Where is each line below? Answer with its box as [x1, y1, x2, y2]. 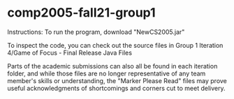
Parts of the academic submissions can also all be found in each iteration [7, 62, 218, 70]
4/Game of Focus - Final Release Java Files [7, 48, 133, 57]
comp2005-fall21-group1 [7, 5, 156, 21]
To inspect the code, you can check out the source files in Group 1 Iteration [7, 41, 224, 49]
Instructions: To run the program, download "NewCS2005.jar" [7, 28, 185, 36]
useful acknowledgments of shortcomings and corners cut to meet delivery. [7, 84, 226, 92]
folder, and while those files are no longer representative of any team [7, 69, 206, 78]
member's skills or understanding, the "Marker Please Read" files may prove [7, 76, 227, 84]
